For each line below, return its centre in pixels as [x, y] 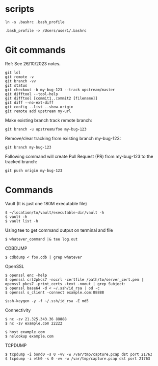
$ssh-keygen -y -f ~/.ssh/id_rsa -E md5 [47, 301]
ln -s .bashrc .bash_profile [35, 22]
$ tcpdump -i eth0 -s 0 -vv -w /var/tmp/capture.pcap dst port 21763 [78, 359]
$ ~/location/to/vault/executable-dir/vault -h [55, 212]
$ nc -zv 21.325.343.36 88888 [36, 319]
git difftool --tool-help [31, 94]
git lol [13, 73]
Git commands [36, 50]
